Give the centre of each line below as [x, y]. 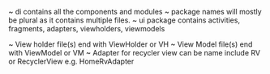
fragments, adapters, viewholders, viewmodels [87, 29]
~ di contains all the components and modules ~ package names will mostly [135, 12]
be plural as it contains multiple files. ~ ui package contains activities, [124, 20]
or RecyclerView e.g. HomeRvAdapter [71, 61]
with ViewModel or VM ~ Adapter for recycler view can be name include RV [135, 53]
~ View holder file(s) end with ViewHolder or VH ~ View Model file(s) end [131, 44]
